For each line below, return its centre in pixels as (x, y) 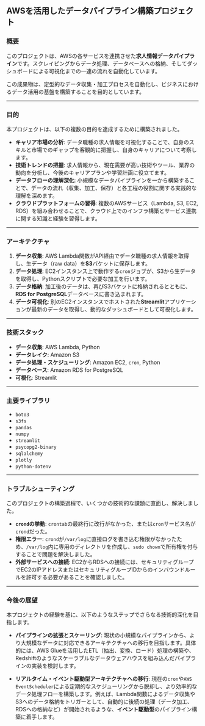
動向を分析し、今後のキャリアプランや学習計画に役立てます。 (92, 172)
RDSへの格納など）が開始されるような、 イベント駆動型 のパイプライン (103, 710)
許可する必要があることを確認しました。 (77, 577)
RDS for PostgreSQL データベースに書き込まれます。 (81, 294)
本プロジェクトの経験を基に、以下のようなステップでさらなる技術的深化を (100, 615)
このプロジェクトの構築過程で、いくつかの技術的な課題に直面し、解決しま (100, 503)
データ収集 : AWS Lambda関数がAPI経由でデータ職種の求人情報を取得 (102, 256)
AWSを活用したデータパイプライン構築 (80, 11)
